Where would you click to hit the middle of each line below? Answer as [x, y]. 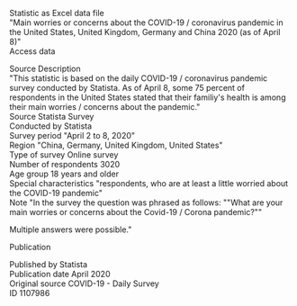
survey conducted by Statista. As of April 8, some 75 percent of [127, 88]
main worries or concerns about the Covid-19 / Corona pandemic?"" [136, 212]
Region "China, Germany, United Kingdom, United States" [116, 145]
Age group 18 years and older [64, 174]
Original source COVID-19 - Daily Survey [84, 283]
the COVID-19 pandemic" [56, 193]
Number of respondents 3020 [64, 164]
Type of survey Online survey [64, 155]
